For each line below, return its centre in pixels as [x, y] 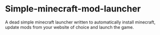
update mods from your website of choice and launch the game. [70, 27]
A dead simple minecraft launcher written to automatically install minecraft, [80, 22]
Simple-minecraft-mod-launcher [73, 9]
